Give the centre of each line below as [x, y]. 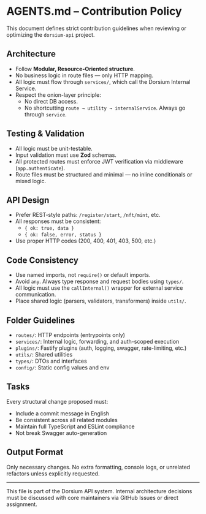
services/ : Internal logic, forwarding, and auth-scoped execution [97, 342]
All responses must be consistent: [58, 221]
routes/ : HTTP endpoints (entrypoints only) [70, 335]
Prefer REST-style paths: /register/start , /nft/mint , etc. [88, 215]
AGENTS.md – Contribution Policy [94, 11]
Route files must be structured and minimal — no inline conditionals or [104, 174]
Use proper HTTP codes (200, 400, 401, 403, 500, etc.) [86, 241]
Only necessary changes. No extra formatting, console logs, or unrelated [98, 467]
